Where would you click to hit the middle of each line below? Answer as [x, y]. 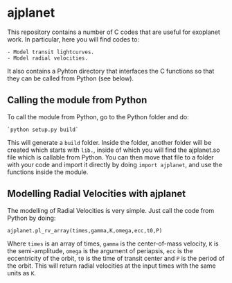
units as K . [22, 273]
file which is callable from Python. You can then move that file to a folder [111, 157]
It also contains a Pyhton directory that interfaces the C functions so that [111, 71]
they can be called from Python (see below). [70, 78]
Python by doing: [32, 218]
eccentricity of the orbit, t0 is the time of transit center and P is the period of [116, 258]
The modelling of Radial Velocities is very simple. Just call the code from [111, 210]
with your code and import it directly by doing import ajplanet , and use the [115, 164]
